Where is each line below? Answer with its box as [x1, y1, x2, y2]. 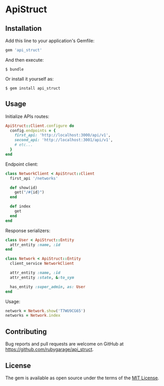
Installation [5, 24, 42, 33]
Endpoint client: [5, 161, 38, 167]
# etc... [14, 142, 33, 147]
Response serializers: [5, 227, 51, 234]
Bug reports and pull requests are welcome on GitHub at [5, 341, 124, 347]
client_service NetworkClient [10, 261, 74, 266]
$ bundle [5, 67, 24, 72]
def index [10, 204, 31, 209]
